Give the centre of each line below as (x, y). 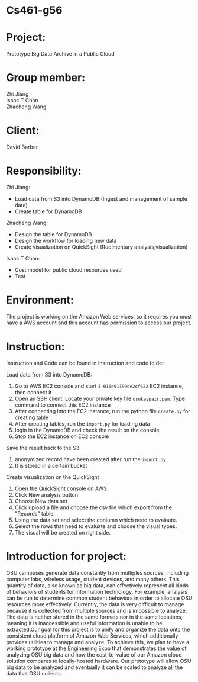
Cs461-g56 (34, 10)
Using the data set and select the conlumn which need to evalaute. (96, 520)
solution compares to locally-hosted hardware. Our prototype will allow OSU (99, 661)
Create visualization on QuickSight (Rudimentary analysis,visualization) (101, 247)
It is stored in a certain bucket (51, 465)
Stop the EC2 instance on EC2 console (62, 436)
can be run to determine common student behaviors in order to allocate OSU (99, 598)
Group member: (46, 78)
